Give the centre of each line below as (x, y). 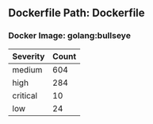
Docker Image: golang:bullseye (69, 36)
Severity (29, 56)
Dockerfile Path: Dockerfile (76, 13)
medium (27, 69)
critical (25, 95)
